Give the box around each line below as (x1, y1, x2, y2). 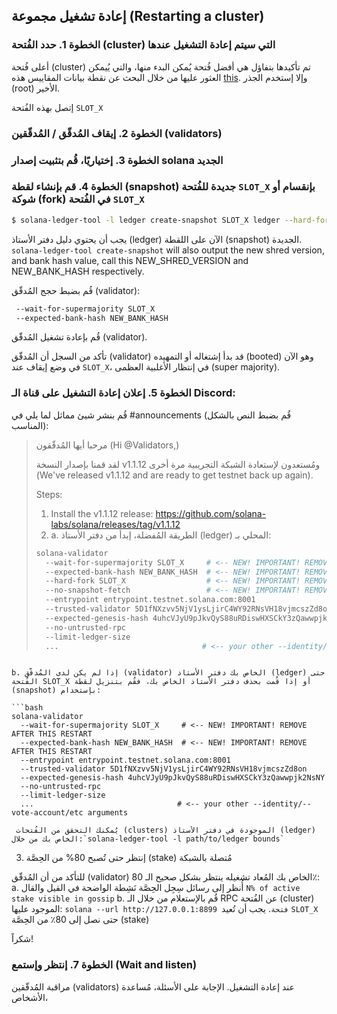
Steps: (35, 488, 63, 500)
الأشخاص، (11, 991, 49, 1003)
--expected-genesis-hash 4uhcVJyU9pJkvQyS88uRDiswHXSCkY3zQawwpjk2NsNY (20, 773, 326, 783)
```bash (11, 703, 44, 713)
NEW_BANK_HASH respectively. (11, 265, 145, 277)
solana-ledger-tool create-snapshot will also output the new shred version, (11, 244, 325, 256)
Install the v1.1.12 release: (50, 507, 154, 519)
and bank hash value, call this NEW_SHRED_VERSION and (11, 254, 249, 266)
